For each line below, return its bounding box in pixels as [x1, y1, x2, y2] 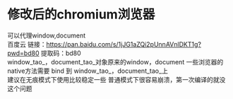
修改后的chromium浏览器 [7, 6, 155, 23]
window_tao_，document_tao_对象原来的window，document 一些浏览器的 [7, 57, 224, 66]
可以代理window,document [7, 31, 86, 40]
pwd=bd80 [7, 49, 40, 57]
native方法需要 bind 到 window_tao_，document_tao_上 [7, 66, 168, 75]
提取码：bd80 [40, 49, 81, 57]
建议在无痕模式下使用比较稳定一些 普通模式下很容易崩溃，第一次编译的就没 [7, 75, 226, 83]
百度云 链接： [7, 40, 47, 48]
